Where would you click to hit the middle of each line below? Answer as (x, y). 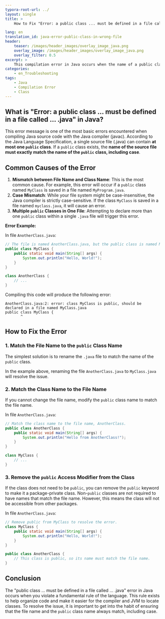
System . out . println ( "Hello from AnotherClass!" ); (74, 437)
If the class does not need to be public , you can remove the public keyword (82, 488)
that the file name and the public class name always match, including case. (81, 611)
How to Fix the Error (36, 332)
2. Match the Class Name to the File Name (56, 389)
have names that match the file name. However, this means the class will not (82, 498)
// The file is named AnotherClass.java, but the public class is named (81, 244)
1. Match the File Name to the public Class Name (64, 346)
